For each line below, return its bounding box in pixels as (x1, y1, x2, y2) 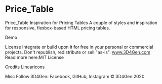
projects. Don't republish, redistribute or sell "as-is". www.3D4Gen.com (5, 49, 151, 55)
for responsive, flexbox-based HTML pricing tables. (5, 25, 110, 30)
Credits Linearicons (5, 64, 45, 70)
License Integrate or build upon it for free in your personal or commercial (5, 44, 153, 50)
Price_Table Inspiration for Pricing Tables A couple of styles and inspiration (5, 20, 158, 26)
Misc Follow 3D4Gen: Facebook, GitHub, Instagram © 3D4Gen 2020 (5, 73, 145, 79)
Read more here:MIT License (5, 54, 64, 60)
